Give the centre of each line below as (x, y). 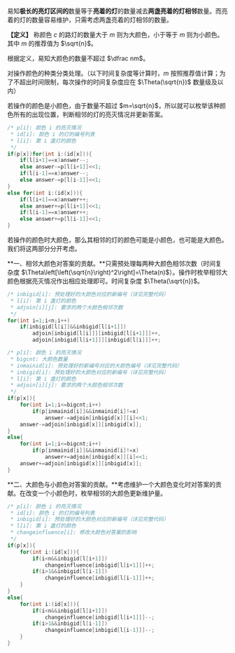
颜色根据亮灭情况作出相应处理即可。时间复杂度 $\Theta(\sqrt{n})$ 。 (106, 281)
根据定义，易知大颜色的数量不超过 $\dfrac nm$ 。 (78, 58)
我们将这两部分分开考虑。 (44, 249)
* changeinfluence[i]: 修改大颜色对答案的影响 (73, 532)
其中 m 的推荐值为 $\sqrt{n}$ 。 (52, 43)
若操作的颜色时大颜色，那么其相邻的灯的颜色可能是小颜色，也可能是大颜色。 (117, 240)
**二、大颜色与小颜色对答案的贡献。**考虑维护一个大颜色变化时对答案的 (112, 484)
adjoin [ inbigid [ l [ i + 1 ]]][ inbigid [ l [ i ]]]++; (97, 340)
